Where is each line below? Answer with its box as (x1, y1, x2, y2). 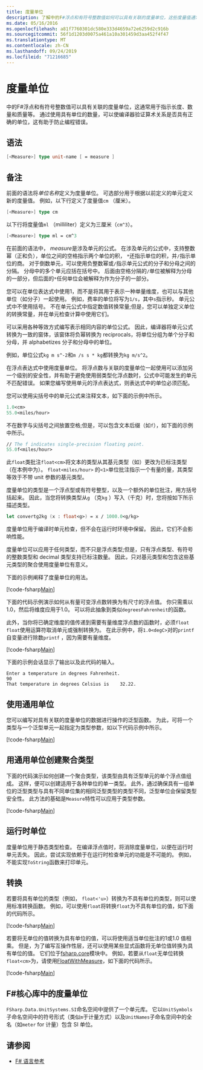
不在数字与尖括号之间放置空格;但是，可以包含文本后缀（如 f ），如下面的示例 (6, 421, 193, 428)
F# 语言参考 (14, 1057, 45, 1065)
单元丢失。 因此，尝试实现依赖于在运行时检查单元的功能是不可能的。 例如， (6, 851, 195, 858)
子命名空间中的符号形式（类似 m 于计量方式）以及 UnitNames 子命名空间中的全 (6, 1013, 192, 1020)
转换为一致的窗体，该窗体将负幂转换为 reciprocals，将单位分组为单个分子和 (6, 330, 195, 338)
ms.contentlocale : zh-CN (6, 43, 69, 49)
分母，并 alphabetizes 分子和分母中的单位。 (6, 338, 115, 346)
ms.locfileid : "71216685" (6, 54, 71, 60)
